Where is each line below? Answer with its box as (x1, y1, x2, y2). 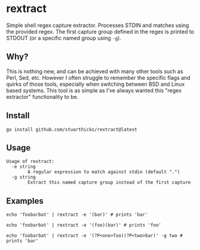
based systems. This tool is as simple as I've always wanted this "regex (6, 86, 182, 94)
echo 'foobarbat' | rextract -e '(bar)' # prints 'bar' (6, 212, 148, 218)
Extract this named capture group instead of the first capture (27, 179, 191, 186)
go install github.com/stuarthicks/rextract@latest (6, 126, 137, 132)
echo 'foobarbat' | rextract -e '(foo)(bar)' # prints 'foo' (6, 222, 162, 228)
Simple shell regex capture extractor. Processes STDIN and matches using (6, 22, 189, 29)
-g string (11, 174, 36, 180)
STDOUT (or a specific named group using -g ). (6, 34, 121, 41)
